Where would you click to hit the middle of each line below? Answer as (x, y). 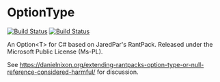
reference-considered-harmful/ (51, 72)
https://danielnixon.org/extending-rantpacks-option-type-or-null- (112, 64)
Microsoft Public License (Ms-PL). (55, 52)
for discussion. (118, 72)
